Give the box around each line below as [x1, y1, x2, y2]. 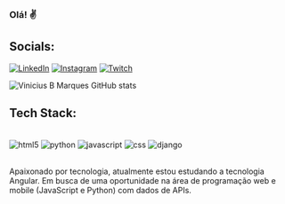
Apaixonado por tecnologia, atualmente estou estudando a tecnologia [9, 166, 265, 177]
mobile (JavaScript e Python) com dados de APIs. [9, 185, 191, 196]
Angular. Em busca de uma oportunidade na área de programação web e [9, 176, 276, 186]
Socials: [9, 39, 55, 54]
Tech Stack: [9, 106, 77, 121]
